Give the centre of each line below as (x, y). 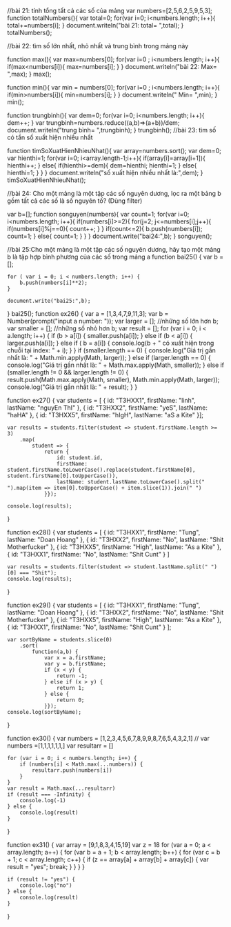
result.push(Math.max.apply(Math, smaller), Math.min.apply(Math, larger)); (113, 380)
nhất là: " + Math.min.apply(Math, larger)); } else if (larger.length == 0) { (109, 358)
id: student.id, (80, 458)
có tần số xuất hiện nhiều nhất (50, 137)
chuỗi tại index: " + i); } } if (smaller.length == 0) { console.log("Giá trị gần (111, 350)
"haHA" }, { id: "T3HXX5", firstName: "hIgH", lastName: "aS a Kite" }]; (106, 415)
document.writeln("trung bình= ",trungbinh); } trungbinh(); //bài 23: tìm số (112, 130)
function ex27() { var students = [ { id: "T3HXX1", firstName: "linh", (101, 400)
